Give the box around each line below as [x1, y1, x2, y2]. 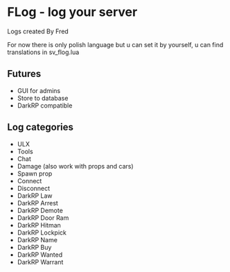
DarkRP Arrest [17, 198, 59, 207]
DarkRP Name [17, 235, 57, 244]
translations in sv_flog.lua [7, 48, 80, 56]
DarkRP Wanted [17, 250, 63, 259]
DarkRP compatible [17, 101, 73, 110]
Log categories [7, 121, 74, 133]
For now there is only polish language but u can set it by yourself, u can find [7, 40, 224, 49]
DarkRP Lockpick [17, 228, 67, 237]
